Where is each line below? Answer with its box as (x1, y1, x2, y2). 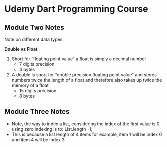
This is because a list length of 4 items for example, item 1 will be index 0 (11, 131, 162, 137)
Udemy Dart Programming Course (4, 3, 148, 15)
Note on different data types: (4, 36, 64, 42)
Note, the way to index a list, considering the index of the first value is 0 (11, 121, 160, 127)
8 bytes (19, 93, 35, 99)
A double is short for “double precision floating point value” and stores (11, 72, 157, 78)
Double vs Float (4, 46, 38, 52)
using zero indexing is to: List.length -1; (11, 126, 93, 132)
